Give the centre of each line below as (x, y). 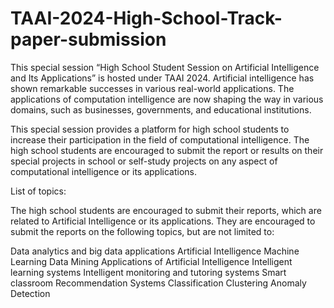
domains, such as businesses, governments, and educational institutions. (161, 109)
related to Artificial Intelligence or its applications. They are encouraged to (163, 221)
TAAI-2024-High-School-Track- (146, 18)
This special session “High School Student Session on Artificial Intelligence (165, 67)
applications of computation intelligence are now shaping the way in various (167, 99)
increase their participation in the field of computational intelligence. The (160, 139)
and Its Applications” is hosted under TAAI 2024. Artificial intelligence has (162, 78)
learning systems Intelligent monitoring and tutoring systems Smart (148, 272)
